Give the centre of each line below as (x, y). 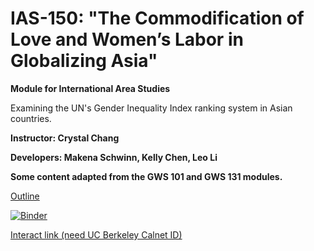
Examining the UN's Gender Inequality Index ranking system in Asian (151, 108)
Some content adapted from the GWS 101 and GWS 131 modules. (146, 176)
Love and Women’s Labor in (127, 39)
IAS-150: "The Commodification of (157, 18)
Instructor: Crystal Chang (65, 138)
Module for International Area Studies (90, 88)
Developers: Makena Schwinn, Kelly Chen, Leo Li (114, 157)
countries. (31, 118)
